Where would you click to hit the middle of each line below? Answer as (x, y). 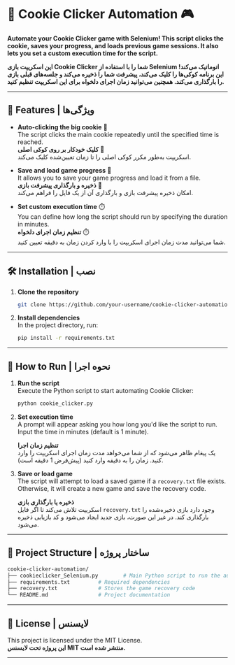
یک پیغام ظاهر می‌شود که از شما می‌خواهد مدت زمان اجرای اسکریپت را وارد (116, 453)
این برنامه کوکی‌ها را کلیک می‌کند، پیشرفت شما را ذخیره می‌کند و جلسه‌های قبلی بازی (116, 74)
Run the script (38, 383)
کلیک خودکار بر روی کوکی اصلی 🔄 (61, 149)
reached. (30, 142)
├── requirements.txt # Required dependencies (89, 582)
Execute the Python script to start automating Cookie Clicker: (105, 391)
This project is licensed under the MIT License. (75, 640)
